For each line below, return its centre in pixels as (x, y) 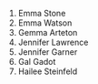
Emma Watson (45, 23)
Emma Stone (42, 13)
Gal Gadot (37, 62)
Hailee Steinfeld (48, 71)
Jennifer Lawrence (53, 42)
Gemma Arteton (48, 32)
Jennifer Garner (48, 52)
